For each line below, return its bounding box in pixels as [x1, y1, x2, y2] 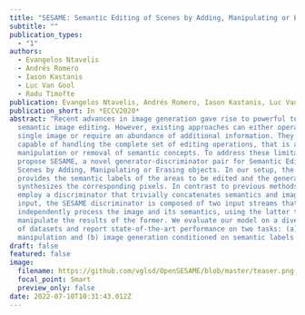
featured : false [9, 250, 71, 259]
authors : [9, 47, 43, 56]
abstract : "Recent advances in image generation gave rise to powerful [9, 114, 286, 123]
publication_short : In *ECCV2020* [9, 106, 141, 115]
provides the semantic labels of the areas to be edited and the [17, 173, 271, 182]
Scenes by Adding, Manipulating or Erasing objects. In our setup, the [17, 165, 295, 174]
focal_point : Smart [17, 275, 92, 284]
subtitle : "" [9, 22, 59, 31]
